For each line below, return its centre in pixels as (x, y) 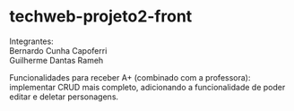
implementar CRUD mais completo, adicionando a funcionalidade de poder (147, 87)
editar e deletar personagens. (64, 97)
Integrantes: (31, 41)
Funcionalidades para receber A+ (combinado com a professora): (130, 77)
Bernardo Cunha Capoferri (58, 50)
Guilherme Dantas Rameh (56, 60)
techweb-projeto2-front (101, 17)
